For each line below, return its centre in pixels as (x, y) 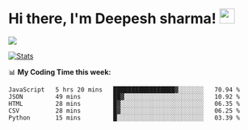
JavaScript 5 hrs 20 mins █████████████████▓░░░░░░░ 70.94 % (124, 89)
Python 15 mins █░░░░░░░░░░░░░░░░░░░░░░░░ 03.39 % (124, 118)
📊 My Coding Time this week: (60, 71)
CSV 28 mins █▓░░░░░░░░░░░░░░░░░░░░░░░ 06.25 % (124, 111)
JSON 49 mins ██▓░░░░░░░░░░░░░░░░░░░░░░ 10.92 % (124, 96)
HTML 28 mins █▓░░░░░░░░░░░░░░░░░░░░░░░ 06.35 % (124, 104)
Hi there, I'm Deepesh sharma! (112, 19)
